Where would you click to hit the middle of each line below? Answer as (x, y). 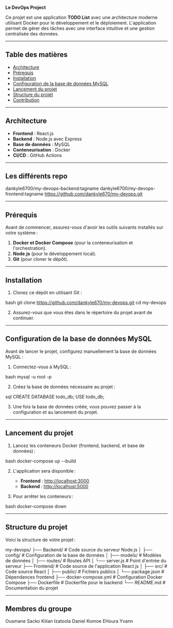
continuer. (23, 318)
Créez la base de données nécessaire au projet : (64, 387)
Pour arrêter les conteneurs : (43, 496)
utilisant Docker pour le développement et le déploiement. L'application (81, 23)
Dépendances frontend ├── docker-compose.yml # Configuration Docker (84, 577)
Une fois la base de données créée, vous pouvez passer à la (77, 406)
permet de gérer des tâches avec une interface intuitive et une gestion (80, 28)
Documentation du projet (32, 588)
